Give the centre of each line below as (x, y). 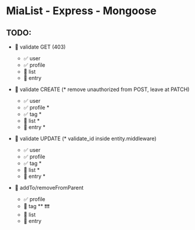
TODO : (19, 33)
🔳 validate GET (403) (40, 47)
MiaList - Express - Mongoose (81, 11)
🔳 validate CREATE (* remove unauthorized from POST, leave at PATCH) (102, 89)
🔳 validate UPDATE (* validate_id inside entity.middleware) (85, 138)
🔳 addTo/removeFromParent (49, 188)
